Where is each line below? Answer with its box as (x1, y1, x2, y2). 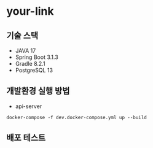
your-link (6, 4, 54, 18)
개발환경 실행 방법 (6, 86, 70, 96)
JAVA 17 (15, 47, 36, 54)
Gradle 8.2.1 (15, 60, 45, 67)
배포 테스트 (6, 133, 46, 143)
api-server (15, 103, 42, 110)
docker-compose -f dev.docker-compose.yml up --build (6, 114, 147, 120)
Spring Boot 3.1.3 (15, 53, 58, 61)
